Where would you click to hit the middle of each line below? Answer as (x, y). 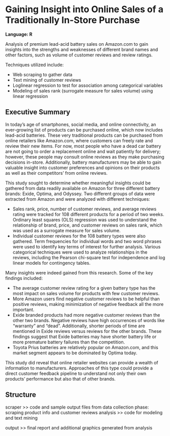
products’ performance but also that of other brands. (60, 379)
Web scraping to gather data (42, 74)
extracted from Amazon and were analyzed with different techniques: (78, 199)
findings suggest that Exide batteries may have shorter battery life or (84, 336)
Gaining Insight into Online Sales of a (84, 9)
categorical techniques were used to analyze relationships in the (80, 252)
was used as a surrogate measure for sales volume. (66, 230)
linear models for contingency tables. (52, 263)
